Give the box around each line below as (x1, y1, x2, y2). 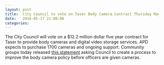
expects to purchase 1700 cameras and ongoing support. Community (5, 44, 144, 50)
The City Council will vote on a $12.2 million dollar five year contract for (5, 34, 149, 40)
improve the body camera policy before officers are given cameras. (5, 54, 141, 61)
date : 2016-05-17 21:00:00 (5, 16, 64, 21)
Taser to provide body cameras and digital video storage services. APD (5, 39, 148, 45)
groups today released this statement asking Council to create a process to (5, 49, 156, 55)
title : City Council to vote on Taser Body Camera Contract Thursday (5, 12, 152, 16)
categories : (5, 20, 29, 26)
